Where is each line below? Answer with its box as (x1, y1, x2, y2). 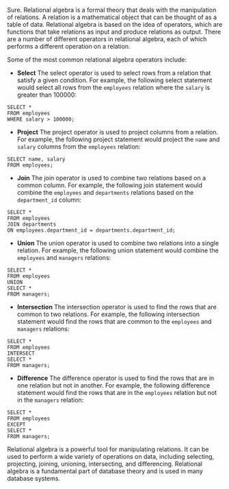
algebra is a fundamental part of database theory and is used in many (7, 467, 204, 475)
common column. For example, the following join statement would (16, 181, 203, 189)
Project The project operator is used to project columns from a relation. (16, 128, 219, 136)
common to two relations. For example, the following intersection (16, 310, 200, 318)
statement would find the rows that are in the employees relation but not (16, 389, 217, 396)
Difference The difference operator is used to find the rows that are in (16, 374, 215, 382)
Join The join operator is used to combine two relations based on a (16, 174, 206, 182)
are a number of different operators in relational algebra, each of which (7, 35, 207, 43)
